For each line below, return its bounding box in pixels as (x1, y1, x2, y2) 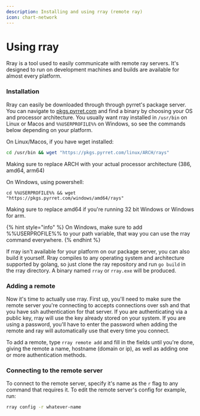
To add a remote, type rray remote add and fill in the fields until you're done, (6, 338, 195, 345)
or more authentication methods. (6, 351, 87, 359)
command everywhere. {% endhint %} (6, 236, 101, 243)
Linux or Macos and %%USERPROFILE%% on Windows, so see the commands (6, 120, 186, 127)
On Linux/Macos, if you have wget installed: (6, 138, 114, 145)
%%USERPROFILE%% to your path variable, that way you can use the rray (6, 230, 190, 237)
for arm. (6, 212, 26, 219)
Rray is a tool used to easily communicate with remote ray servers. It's (6, 60, 179, 67)
